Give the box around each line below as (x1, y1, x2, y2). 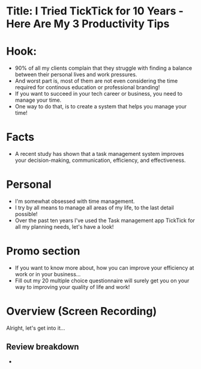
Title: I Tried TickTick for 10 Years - (6, 4, 184, 18)
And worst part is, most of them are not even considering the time (14, 77, 178, 85)
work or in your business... (14, 270, 81, 278)
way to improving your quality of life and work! (14, 283, 130, 290)
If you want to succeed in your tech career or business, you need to (14, 90, 183, 98)
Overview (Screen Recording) (6, 305, 157, 318)
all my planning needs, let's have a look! (14, 223, 114, 230)
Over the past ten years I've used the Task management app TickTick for (14, 217, 195, 224)
